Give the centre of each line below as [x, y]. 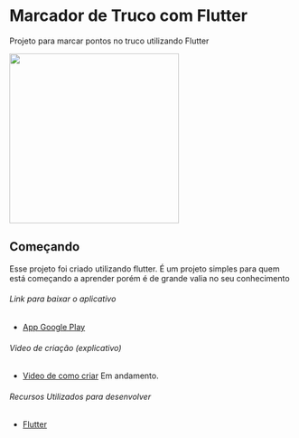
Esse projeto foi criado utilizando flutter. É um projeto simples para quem [145, 269]
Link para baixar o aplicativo [63, 299]
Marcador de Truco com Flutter [129, 16]
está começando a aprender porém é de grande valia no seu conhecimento [150, 278]
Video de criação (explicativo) [65, 348]
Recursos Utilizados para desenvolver [80, 396]
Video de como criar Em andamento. [91, 376]
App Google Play [54, 327]
